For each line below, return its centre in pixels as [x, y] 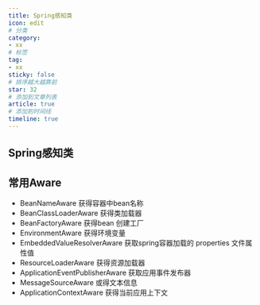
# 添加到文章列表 [33, 97]
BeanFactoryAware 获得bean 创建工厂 [82, 223]
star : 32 [23, 89]
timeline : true [33, 119]
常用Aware [35, 182]
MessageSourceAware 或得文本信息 [78, 283]
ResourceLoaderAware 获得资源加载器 [82, 263]
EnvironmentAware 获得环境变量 [72, 233]
